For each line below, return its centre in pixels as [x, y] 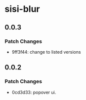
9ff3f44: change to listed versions [46, 52]
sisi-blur [22, 9]
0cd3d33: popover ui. [34, 92]
